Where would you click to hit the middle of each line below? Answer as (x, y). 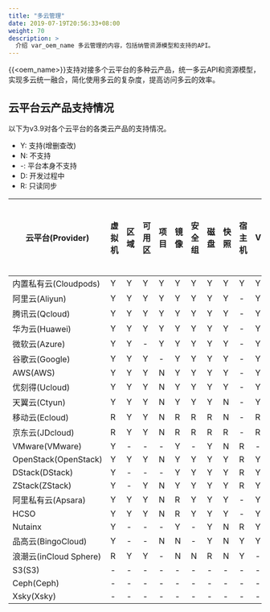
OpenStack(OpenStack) (57, 459)
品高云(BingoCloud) (50, 541)
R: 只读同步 (39, 185)
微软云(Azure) (39, 344)
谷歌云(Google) (41, 359)
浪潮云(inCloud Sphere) (57, 556)
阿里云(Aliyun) (39, 299)
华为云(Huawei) (42, 329)
